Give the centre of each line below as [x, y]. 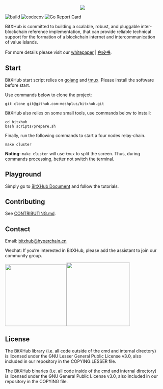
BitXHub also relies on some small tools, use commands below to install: [78, 113]
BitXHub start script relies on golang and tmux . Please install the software [80, 80]
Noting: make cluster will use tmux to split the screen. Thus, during [73, 153]
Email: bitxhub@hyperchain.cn [36, 241]
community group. [24, 256]
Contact [18, 229]
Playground [23, 174]
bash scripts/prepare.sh [30, 126]
